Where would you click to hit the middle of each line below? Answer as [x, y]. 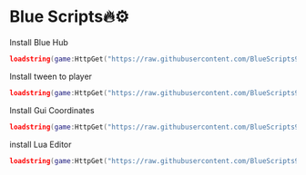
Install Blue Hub [39, 42]
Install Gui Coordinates [52, 110]
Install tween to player [51, 76]
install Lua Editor [41, 144]
